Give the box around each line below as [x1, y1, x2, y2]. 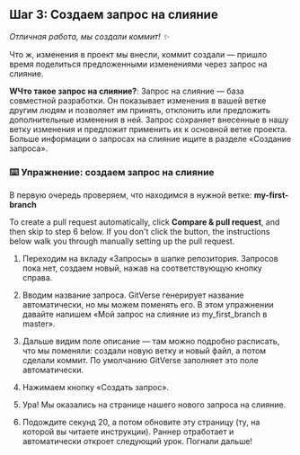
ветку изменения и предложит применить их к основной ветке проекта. [9, 123, 287, 134]
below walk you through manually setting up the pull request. [9, 236, 235, 246]
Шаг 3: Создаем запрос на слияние [9, 7, 218, 22]
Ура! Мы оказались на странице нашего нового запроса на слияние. [22, 399, 287, 410]
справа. [22, 272, 53, 283]
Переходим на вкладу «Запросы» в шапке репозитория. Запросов [22, 254, 278, 264]
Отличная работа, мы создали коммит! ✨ [9, 31, 170, 41]
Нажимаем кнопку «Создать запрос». [22, 382, 169, 393]
